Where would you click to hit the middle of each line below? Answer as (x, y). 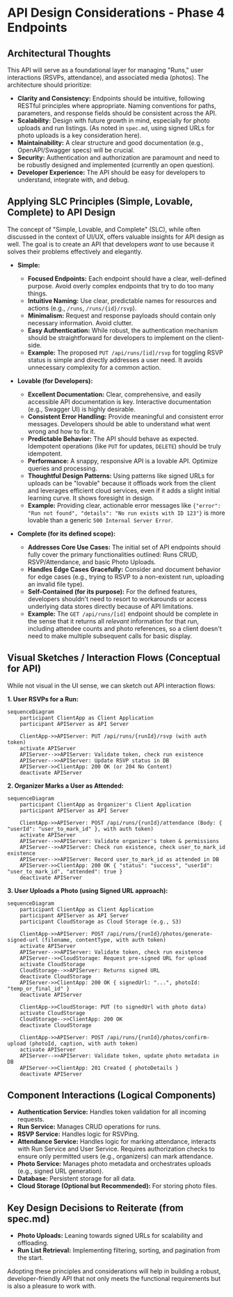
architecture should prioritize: (49, 85)
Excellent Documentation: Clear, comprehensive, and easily (114, 394)
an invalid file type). (56, 584)
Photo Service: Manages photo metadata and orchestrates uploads (114, 1164)
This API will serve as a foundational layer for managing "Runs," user (105, 70)
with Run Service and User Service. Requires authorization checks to (116, 1149)
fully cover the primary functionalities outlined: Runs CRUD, (113, 554)
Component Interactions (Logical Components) (112, 1095)
